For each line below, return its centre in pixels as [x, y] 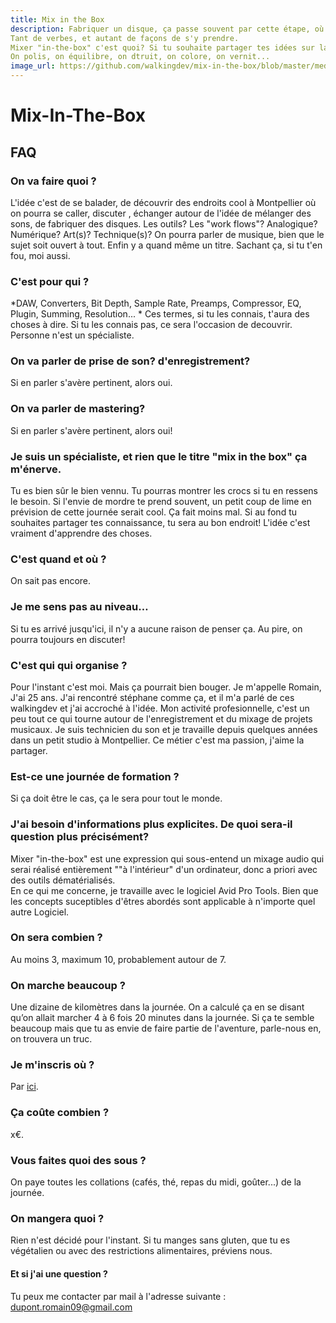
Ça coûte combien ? [60, 1113]
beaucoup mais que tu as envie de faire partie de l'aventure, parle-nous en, [166, 1028]
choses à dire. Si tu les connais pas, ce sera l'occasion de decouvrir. [151, 325]
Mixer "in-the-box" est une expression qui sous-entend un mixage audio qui [167, 858]
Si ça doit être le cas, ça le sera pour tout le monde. [116, 798]
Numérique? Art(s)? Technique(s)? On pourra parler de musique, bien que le [167, 234]
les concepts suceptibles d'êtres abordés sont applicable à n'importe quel [163, 901]
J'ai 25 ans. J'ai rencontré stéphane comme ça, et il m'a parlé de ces [152, 697]
